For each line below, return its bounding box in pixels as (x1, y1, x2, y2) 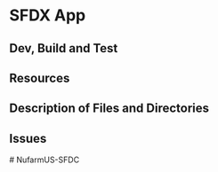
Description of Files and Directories (9, 101, 210, 116)
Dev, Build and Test (9, 41, 118, 56)
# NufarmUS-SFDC (9, 154, 80, 165)
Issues (9, 130, 47, 146)
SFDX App (9, 5, 86, 26)
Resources (9, 70, 70, 85)
